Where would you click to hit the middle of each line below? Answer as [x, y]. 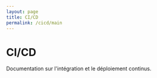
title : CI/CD [22, 17]
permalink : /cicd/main [34, 23]
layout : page [22, 12]
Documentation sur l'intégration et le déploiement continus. [79, 68]
